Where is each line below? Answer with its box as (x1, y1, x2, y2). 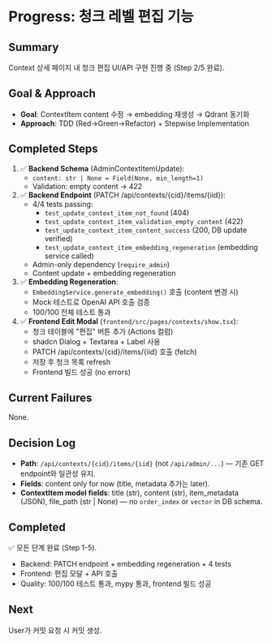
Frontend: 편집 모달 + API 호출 (19, 569, 119, 579)
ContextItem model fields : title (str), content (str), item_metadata (19, 488, 240, 498)
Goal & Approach (8, 87, 96, 101)
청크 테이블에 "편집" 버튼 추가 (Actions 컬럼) (32, 326, 174, 336)
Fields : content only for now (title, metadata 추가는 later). (19, 479, 210, 489)
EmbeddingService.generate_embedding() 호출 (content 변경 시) (32, 287, 239, 296)
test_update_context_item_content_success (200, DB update (44, 225, 248, 235)
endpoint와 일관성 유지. (19, 468, 96, 479)
